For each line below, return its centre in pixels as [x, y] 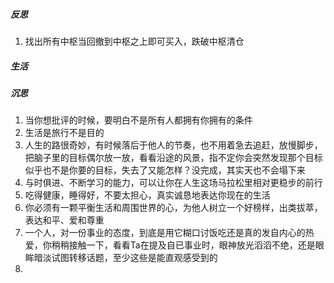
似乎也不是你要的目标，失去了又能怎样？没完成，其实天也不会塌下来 [165, 170]
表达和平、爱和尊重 [64, 220]
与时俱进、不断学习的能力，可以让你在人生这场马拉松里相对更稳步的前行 [173, 183]
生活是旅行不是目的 [64, 133]
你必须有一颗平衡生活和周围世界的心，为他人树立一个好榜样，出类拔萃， [173, 208]
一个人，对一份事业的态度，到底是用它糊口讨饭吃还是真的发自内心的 [165, 233]
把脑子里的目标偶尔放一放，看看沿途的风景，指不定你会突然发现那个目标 [173, 158]
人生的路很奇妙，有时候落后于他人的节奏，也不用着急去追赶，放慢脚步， [173, 145]
